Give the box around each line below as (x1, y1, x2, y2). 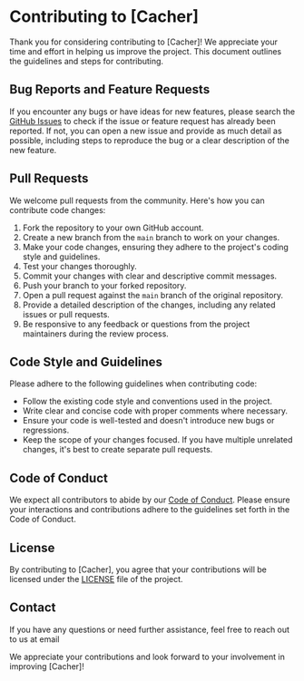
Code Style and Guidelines (9, 354, 163, 369)
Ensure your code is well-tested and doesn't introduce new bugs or (22, 415, 275, 426)
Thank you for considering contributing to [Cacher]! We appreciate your (9, 36, 279, 47)
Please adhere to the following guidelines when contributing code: (9, 378, 257, 389)
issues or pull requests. (22, 308, 111, 319)
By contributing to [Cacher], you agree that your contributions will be (9, 564, 268, 575)
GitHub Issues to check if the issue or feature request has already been (9, 115, 276, 126)
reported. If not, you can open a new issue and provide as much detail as (9, 125, 283, 136)
